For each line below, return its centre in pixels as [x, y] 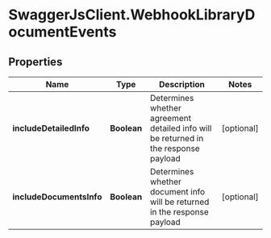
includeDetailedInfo [51, 128]
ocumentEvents [63, 32]
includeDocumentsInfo [57, 197]
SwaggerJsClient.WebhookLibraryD [132, 15]
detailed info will [181, 128]
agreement [171, 118]
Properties [35, 62]
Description [182, 84]
